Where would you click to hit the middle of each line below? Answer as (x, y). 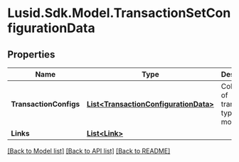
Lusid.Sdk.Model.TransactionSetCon (119, 13)
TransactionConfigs (46, 104)
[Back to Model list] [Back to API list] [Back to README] (89, 151)
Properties (31, 54)
